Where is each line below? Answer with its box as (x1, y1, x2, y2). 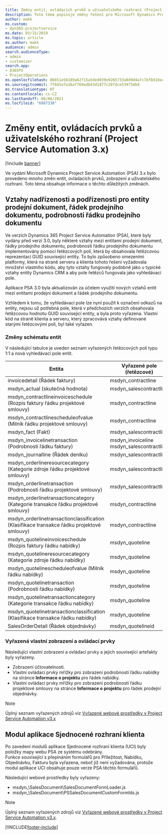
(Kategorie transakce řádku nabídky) (7, 600, 94, 607)
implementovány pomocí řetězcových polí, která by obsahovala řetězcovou (5, 248, 159, 254)
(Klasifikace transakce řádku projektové (7, 521, 101, 529)
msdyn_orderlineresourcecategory (7, 459, 89, 466)
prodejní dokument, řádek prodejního (5, 203, 124, 212)
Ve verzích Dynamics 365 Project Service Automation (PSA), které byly (5, 232, 151, 238)
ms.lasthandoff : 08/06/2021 (5, 96, 64, 101)
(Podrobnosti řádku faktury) (7, 443, 73, 450)
